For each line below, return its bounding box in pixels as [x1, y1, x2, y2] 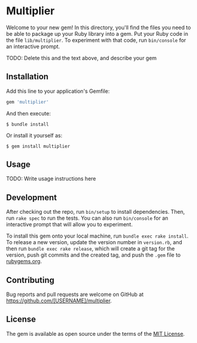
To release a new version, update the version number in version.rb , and [6, 239, 183, 246]
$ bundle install [6, 121, 49, 127]
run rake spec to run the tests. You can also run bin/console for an [6, 214, 169, 222]
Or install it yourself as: [6, 132, 62, 139]
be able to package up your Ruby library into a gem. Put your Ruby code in [6, 30, 189, 37]
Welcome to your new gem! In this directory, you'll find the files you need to [6, 24, 191, 31]
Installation [6, 71, 49, 82]
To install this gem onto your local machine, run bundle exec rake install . [6, 232, 189, 239]
